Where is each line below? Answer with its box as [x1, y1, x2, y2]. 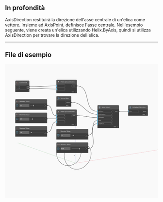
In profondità [5, 4, 45, 12]
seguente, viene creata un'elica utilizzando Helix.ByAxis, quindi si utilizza [5, 27, 151, 33]
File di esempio [5, 51, 52, 59]
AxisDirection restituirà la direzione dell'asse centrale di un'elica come [5, 16, 146, 22]
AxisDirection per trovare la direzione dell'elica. [5, 32, 99, 38]
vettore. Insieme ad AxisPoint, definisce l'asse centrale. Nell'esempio [5, 22, 143, 28]
